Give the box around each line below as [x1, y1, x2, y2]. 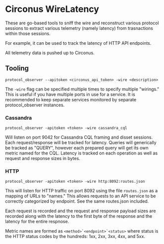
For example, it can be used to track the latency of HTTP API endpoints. [5, 40, 152, 46]
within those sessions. [5, 30, 51, 36]
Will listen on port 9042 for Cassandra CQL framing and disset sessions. [5, 134, 153, 140]
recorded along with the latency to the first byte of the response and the [5, 213, 153, 219]
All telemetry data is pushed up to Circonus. [5, 50, 95, 56]
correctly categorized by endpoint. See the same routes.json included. [5, 198, 149, 204]
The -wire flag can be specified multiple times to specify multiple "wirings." [5, 86, 160, 92]
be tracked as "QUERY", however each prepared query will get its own [5, 145, 149, 151]
